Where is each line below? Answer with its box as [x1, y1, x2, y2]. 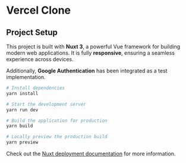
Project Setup [6, 27, 58, 37]
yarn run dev [6, 106, 39, 113]
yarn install [6, 90, 39, 96]
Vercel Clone [6, 4, 71, 17]
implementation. [6, 74, 46, 80]
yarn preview [6, 139, 39, 146]
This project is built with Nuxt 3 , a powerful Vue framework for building [6, 43, 181, 50]
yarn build [6, 123, 33, 129]
